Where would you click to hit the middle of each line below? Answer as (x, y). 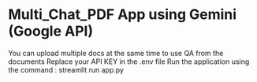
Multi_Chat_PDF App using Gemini (123, 15)
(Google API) (50, 31)
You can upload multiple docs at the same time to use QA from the (116, 53)
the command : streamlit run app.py (66, 69)
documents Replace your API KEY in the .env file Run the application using (129, 61)
